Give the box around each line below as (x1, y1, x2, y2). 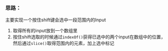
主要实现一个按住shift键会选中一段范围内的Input (5, 17, 106, 23)
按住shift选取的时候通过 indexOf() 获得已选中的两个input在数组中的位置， (12, 34, 165, 40)
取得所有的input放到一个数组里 (12, 28, 78, 34)
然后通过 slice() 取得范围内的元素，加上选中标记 (12, 40, 114, 46)
